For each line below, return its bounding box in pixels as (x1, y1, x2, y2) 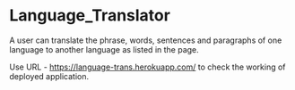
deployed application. (9, 70, 90, 81)
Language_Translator (9, 5, 170, 26)
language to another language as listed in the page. (9, 44, 199, 54)
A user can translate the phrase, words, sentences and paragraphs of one (9, 35, 282, 45)
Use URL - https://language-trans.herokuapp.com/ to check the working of (9, 61, 286, 72)
